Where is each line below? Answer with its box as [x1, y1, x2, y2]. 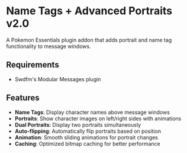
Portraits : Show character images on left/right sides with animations [14, 114, 182, 122]
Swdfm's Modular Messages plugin [14, 75, 101, 82]
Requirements [6, 60, 59, 70]
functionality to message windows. [6, 43, 91, 50]
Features [6, 93, 40, 103]
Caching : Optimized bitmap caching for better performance [14, 140, 161, 147]
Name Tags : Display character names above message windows [14, 109, 170, 116]
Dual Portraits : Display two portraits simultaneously [14, 121, 141, 128]
